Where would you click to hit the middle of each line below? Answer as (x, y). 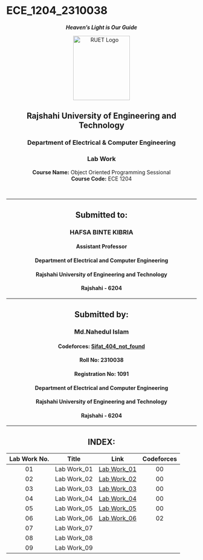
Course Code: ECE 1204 (101, 179)
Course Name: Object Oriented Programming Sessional (101, 172)
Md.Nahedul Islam (101, 332)
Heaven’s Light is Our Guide (101, 27)
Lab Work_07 (74, 529)
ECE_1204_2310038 (57, 11)
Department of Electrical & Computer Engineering (101, 143)
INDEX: (101, 442)
